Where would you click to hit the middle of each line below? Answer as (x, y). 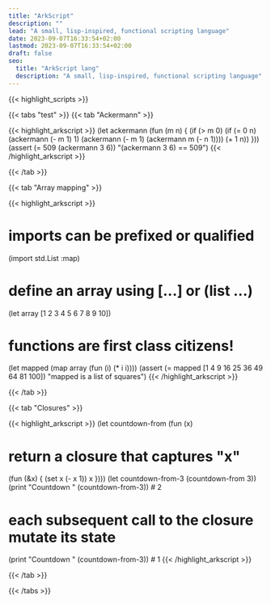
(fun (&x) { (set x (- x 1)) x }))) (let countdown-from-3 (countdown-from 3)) (133, 479)
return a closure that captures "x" (125, 456)
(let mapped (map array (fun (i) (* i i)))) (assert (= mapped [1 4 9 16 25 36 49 (135, 368)
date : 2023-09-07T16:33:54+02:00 (65, 38)
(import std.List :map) (44, 258)
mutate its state (62, 537)
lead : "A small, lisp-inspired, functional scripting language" (119, 31)
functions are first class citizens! (121, 346)
